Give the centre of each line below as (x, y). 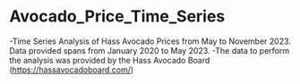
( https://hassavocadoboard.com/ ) (72, 70)
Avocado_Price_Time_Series (117, 17)
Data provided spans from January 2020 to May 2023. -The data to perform (149, 50)
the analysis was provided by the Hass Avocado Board (110, 60)
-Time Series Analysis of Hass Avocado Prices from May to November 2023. (150, 41)
